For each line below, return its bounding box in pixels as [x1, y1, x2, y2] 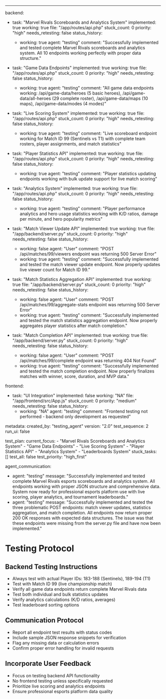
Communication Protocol [5, 616, 84, 625]
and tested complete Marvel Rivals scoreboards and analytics [19, 45, 145, 50]
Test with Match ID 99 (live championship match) [12, 581, 112, 587]
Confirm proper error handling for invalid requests [12, 645, 114, 651]
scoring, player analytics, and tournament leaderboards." [12, 494, 128, 500]
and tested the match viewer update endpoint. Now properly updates [19, 262, 161, 267]
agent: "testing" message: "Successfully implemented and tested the [12, 499, 153, 505]
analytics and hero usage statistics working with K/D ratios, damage [19, 211, 158, 217]
